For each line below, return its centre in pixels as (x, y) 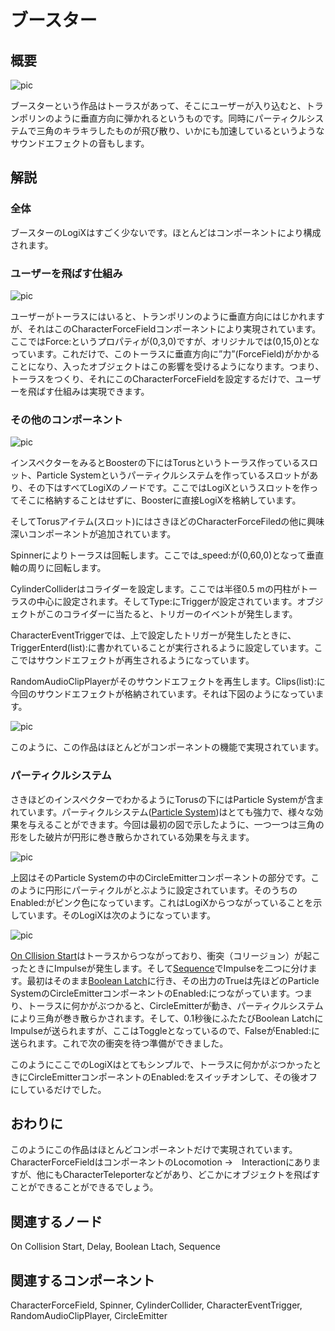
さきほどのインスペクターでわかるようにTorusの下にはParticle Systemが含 (163, 799)
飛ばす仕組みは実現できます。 (88, 391)
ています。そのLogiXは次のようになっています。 (117, 915)
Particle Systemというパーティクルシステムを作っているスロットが (173, 475)
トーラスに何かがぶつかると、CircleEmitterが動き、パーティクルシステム (175, 1005)
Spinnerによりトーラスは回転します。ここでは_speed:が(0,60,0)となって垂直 (167, 555)
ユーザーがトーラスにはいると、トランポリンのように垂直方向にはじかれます (167, 316)
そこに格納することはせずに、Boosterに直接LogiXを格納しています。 (160, 500)
